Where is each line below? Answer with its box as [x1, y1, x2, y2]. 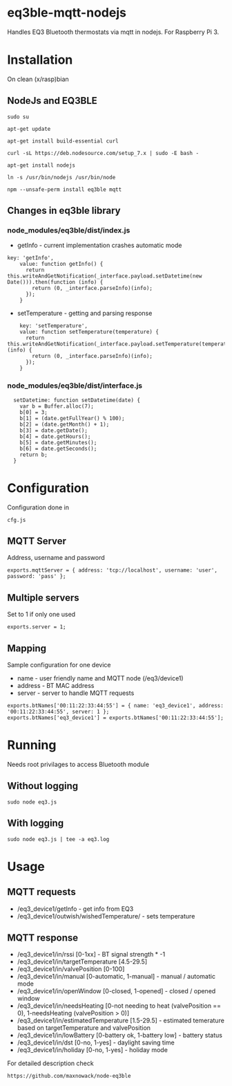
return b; [19, 451, 48, 458]
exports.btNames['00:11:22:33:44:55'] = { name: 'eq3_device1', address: [7, 703, 224, 709]
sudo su [7, 113, 30, 120]
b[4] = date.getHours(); [19, 433, 91, 440]
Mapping [7, 642, 47, 654]
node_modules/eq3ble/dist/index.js [7, 226, 130, 235]
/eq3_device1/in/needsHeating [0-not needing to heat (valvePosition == [17, 1002, 222, 1010]
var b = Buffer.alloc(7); [19, 403, 95, 410]
